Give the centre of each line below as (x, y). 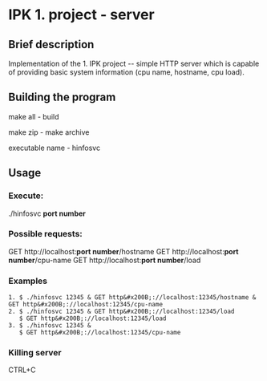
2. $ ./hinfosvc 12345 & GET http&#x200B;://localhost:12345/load (121, 312)
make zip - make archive (49, 132)
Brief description (51, 45)
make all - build (34, 116)
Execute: (26, 196)
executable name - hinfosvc (55, 148)
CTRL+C (22, 370)
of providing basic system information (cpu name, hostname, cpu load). (126, 72)
